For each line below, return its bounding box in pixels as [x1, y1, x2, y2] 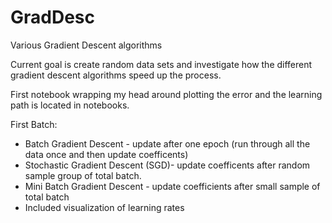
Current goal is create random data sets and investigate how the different [10, 58, 313, 70]
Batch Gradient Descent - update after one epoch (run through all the [24, 137, 311, 150]
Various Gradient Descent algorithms [10, 39, 163, 51]
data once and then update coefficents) [24, 148, 189, 160]
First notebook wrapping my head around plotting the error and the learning [10, 88, 323, 100]
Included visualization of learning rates [24, 201, 185, 213]
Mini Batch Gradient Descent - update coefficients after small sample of [24, 180, 321, 192]
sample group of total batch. [24, 169, 142, 181]
